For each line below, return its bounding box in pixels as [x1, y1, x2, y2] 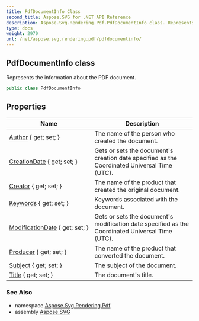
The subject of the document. [94, 261, 177, 269]
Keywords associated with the [94, 195, 178, 203]
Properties [6, 102, 46, 112]
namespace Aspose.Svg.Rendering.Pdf [14, 301, 111, 309]
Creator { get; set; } [9, 182, 62, 190]
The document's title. [94, 271, 154, 279]
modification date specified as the [94, 220, 190, 228]
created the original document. [94, 185, 181, 194]
